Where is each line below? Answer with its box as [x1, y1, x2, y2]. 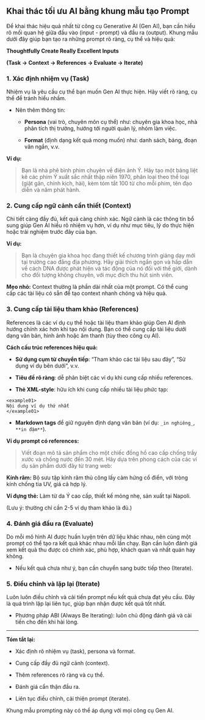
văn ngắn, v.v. [24, 143, 60, 150]
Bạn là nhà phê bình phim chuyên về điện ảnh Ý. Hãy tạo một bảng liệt [21, 167, 198, 174]
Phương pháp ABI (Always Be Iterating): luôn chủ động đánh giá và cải [15, 612, 192, 619]
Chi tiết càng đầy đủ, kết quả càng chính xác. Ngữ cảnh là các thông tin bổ [6, 215, 194, 223]
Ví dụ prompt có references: [6, 437, 79, 445]
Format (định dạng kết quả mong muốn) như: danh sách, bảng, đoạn [24, 137, 197, 144]
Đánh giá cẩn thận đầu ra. [15, 683, 81, 691]
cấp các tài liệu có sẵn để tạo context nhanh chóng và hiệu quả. [6, 289, 167, 297]
